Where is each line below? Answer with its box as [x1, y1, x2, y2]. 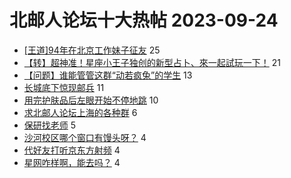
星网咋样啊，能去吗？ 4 [23, 156, 121, 168]
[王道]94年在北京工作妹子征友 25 [23, 44, 161, 56]
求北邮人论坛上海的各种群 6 [23, 106, 138, 118]
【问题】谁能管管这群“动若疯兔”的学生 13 [23, 69, 193, 81]
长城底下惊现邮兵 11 [23, 81, 105, 93]
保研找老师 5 [23, 119, 77, 131]
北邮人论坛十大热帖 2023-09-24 [9, 9, 279, 32]
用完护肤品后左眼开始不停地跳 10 [23, 94, 159, 106]
